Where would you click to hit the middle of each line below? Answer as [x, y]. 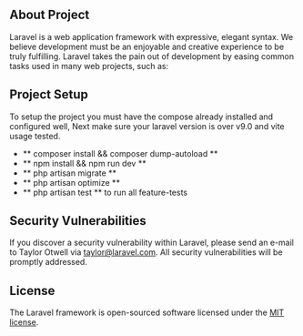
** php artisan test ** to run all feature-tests [105, 192]
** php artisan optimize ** [71, 182]
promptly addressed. [49, 262]
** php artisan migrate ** [69, 173]
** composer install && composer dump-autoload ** [120, 153]
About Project [50, 15]
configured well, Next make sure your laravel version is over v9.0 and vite [147, 126]
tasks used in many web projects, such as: [89, 66]
